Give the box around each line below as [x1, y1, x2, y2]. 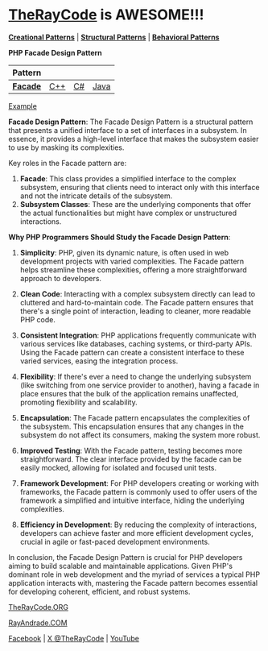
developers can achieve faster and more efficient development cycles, [19, 528, 254, 537]
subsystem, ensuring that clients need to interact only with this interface [19, 182, 260, 192]
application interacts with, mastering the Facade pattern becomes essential [8, 578, 258, 587]
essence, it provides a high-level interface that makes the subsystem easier [8, 134, 259, 143]
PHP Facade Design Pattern [8, 48, 102, 57]
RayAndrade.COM [8, 618, 68, 628]
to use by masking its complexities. [8, 143, 125, 152]
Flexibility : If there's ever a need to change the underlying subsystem [19, 371, 252, 381]
